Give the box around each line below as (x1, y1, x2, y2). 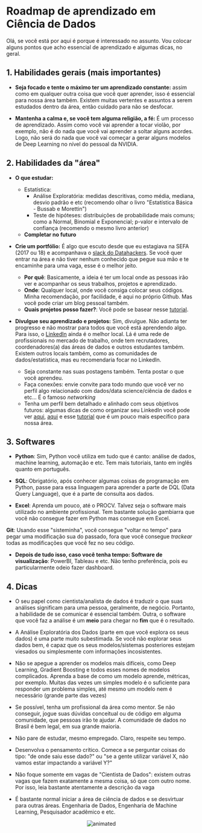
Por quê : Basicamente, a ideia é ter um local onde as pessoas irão (24, 274, 189, 281)
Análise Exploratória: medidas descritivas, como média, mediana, (33, 192, 195, 199)
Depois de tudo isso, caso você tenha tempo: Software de (14, 551, 163, 558)
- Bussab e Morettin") (33, 205, 87, 212)
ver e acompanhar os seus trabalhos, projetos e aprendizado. (24, 280, 177, 287)
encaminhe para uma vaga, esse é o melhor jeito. (14, 262, 137, 269)
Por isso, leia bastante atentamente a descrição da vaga (14, 784, 155, 791)
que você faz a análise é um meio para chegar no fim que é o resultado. (14, 617, 195, 624)
